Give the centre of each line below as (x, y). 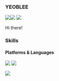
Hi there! (14, 28)
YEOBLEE (17, 7)
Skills (12, 40)
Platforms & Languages (30, 52)
